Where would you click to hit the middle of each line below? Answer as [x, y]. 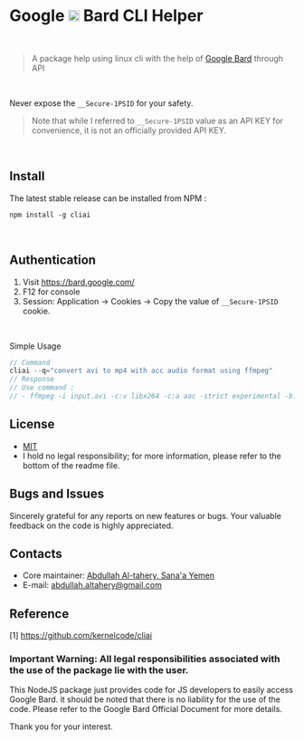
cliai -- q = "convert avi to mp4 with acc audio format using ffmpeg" [141, 371]
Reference [39, 614]
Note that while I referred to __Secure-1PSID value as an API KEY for [157, 120]
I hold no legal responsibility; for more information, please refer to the [152, 456]
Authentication [53, 260]
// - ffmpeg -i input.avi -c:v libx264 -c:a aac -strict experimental [145, 396]
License [32, 424]
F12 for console [51, 292]
